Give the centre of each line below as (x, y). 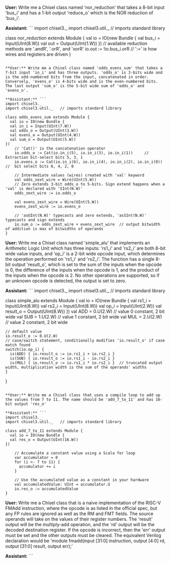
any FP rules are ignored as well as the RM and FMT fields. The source (79, 513)
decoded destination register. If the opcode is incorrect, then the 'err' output (85, 530)
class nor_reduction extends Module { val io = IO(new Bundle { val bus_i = (83, 38)
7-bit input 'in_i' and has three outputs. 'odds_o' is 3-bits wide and (84, 72)
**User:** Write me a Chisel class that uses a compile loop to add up (83, 395)
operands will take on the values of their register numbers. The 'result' (79, 519)
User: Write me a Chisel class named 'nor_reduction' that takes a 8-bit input (85, 7)
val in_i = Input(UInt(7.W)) (41, 126)
